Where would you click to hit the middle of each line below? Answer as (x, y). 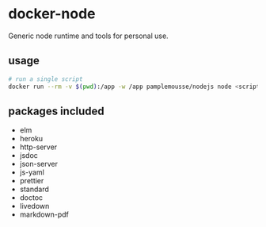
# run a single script (46, 79)
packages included (56, 111)
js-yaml (32, 172)
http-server (38, 147)
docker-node (52, 14)
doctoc (31, 198)
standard (34, 189)
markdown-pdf (44, 214)
